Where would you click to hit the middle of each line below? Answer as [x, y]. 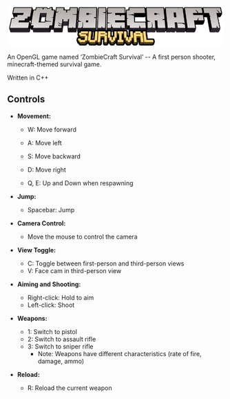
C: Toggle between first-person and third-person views [106, 263]
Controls [26, 99]
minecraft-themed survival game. [54, 64]
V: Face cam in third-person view [74, 270]
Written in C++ [28, 77]
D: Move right [47, 169]
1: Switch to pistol [52, 331]
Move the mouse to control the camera [82, 236]
